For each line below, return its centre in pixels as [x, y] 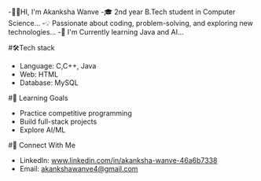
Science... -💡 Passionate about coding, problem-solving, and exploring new [130, 23]
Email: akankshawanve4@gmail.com [79, 169]
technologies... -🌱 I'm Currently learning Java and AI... [96, 32]
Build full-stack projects [58, 122]
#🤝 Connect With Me [42, 145]
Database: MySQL [49, 83]
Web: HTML [39, 74]
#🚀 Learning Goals [38, 98]
